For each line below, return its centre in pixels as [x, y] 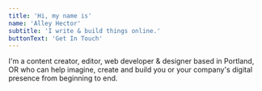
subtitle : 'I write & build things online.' [85, 31]
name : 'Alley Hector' [45, 23]
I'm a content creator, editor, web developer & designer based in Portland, [131, 61]
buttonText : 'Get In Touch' [56, 38]
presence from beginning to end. [63, 78]
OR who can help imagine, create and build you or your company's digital [131, 70]
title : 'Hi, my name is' [50, 16]
